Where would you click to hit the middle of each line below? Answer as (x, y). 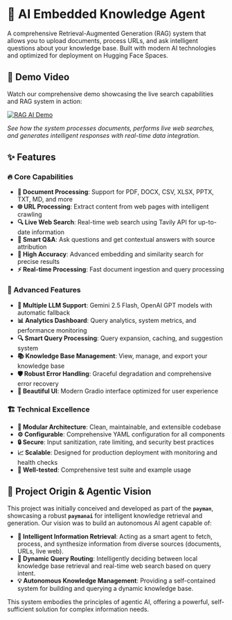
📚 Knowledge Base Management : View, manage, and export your (112, 355)
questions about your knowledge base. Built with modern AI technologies (111, 48)
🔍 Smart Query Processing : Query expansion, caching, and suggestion (120, 338)
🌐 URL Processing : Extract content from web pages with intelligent (113, 206)
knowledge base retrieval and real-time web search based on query (114, 566)
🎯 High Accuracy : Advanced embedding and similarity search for (110, 254)
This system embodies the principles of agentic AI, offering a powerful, (108, 601)
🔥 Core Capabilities (41, 177)
